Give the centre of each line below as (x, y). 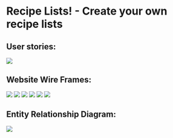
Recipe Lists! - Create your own (87, 11)
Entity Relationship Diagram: (61, 115)
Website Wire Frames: (49, 80)
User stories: (31, 47)
